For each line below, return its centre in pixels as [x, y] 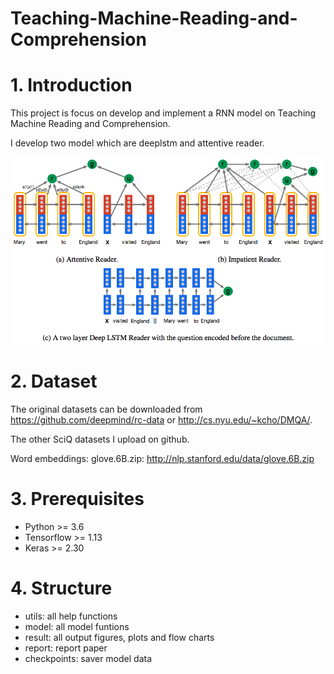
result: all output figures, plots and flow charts [119, 638]
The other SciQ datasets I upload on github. [100, 439]
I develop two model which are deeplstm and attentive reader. [137, 143]
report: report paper [66, 648]
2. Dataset [54, 381]
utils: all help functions [71, 616]
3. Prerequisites [77, 499]
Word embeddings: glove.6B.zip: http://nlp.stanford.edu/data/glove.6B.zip [162, 459]
